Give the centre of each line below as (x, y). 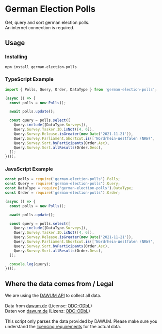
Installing (16, 57)
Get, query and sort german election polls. (47, 22)
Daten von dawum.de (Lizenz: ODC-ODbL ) (48, 311)
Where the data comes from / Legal (59, 284)
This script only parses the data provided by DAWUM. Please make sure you (81, 321)
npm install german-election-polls (41, 67)
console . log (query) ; (30, 264)
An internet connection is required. (40, 27)
